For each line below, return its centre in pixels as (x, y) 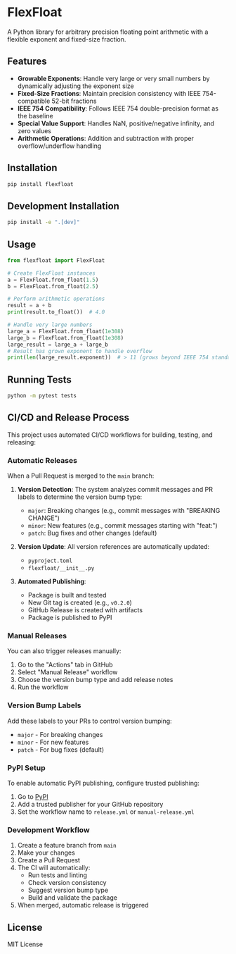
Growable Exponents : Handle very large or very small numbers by (113, 78)
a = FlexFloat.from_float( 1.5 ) (53, 280)
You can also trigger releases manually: (64, 651)
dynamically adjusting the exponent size (76, 86)
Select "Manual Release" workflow (67, 672)
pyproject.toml (50, 561)
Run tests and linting (58, 875)
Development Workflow (48, 830)
